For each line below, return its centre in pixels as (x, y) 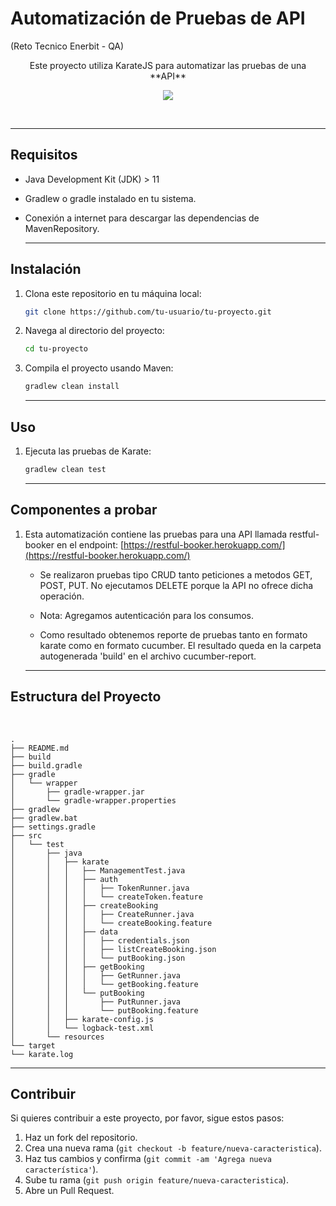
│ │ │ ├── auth (64, 879)
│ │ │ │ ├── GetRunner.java (96, 975)
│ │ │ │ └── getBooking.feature (104, 984)
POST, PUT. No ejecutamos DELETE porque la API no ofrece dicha (176, 585)
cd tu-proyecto (56, 349)
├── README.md (40, 748)
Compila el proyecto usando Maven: (99, 368)
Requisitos (44, 155)
